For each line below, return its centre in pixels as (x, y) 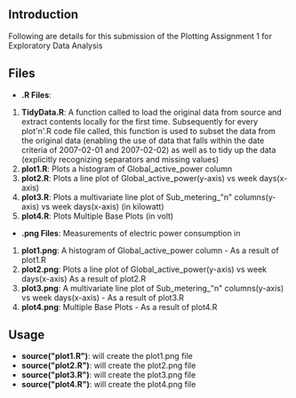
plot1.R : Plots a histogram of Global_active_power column (127, 169)
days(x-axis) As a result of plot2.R (84, 278)
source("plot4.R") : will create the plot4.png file (108, 385)
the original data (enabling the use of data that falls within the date (143, 140)
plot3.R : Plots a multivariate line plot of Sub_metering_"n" (127, 197)
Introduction (44, 15)
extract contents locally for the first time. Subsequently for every (140, 121)
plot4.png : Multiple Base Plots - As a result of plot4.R (119, 306)
